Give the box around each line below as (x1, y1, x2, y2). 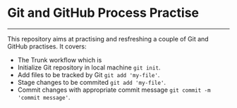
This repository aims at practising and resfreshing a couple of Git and (7, 34, 209, 43)
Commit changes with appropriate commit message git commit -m (17, 86, 211, 94)
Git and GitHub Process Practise (7, 5, 200, 21)
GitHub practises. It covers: (7, 42, 87, 50)
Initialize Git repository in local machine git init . (17, 63, 161, 72)
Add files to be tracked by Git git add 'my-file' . (17, 70, 160, 79)
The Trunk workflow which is (17, 55, 102, 64)
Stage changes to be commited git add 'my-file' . (17, 78, 166, 86)
